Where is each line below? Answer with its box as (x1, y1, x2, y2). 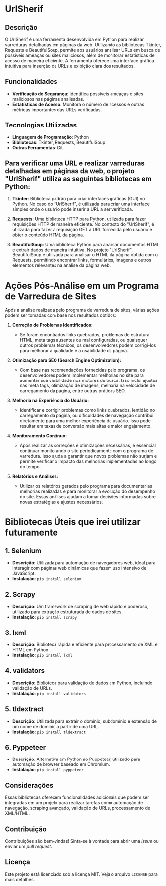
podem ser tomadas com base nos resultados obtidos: (5, 312, 116, 318)
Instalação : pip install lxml (12, 652, 73, 658)
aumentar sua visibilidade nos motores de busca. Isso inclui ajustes (19, 378, 158, 383)
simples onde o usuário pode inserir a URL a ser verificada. (12, 206, 133, 212)
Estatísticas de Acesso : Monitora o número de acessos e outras (12, 101, 145, 107)
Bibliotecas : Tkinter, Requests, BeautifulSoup (12, 139, 106, 145)
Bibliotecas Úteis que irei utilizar (5, 516, 141, 527)
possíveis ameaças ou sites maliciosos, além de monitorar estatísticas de (5, 52, 155, 58)
